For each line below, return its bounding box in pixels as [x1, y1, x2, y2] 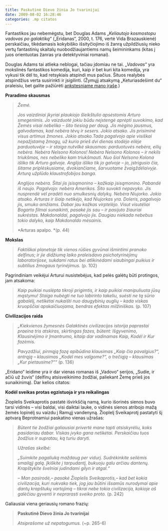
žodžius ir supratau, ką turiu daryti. [17, 435, 90, 441]
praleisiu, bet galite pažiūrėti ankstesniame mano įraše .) [5, 83, 120, 89]
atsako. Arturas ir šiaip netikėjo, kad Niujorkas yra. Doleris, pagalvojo [17, 196, 161, 202]
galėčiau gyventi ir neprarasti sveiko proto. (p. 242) [17, 491, 124, 497]
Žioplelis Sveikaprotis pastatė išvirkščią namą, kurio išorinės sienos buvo [5, 399, 155, 405]
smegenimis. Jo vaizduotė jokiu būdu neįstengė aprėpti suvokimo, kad [17, 117, 163, 123]
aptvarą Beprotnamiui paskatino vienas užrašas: [5, 415, 104, 421]
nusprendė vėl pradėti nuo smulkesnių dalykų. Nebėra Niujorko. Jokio [17, 191, 161, 197]
